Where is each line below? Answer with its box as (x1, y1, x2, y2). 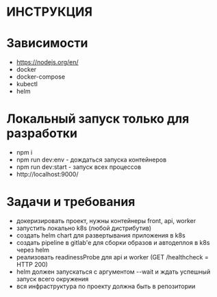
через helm (16, 246, 49, 254)
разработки (6, 126, 78, 141)
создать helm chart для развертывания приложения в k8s (16, 231, 186, 240)
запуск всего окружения (16, 275, 89, 283)
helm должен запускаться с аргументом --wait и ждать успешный (16, 268, 211, 276)
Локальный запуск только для (6, 111, 190, 127)
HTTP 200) (16, 261, 49, 268)
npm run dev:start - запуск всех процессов (16, 163, 142, 171)
